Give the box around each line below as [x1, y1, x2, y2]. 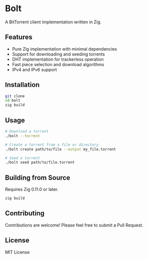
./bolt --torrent [5, 133, 40, 138]
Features [5, 33, 33, 41]
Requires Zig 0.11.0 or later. [5, 187, 59, 192]
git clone [5, 93, 25, 99]
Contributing [5, 209, 45, 218]
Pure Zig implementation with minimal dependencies [12, 46, 117, 52]
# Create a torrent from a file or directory [5, 142, 99, 147]
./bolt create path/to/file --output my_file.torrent [5, 147, 116, 152]
